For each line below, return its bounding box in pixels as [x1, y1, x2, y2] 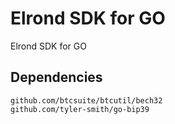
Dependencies [10, 69, 103, 86]
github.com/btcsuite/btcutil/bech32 [10, 95, 163, 106]
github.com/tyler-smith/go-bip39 [10, 104, 150, 114]
